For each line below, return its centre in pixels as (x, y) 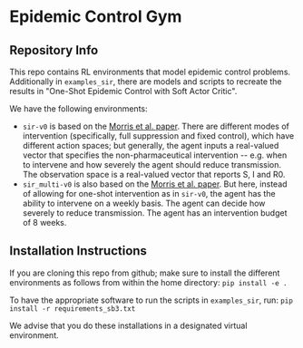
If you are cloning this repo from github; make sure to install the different (145, 273)
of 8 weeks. (44, 222)
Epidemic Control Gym (96, 17)
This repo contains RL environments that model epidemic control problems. (150, 72)
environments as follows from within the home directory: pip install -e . (148, 282)
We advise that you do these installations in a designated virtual (128, 325)
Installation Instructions (78, 251)
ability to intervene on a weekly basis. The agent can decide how (144, 203)
